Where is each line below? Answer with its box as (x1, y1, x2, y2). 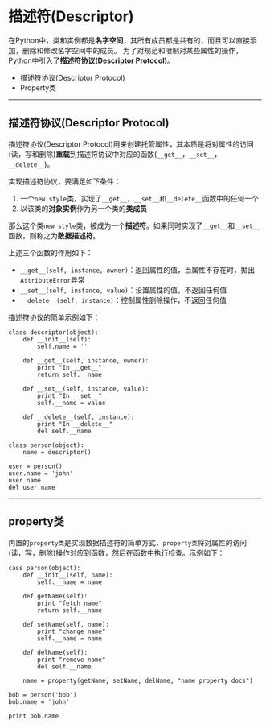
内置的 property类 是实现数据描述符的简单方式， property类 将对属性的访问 (8, 537, 247, 548)
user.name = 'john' (8, 469, 74, 478)
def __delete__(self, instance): (22, 412, 135, 421)
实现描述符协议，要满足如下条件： (8, 176, 121, 186)
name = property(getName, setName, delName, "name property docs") (22, 676, 253, 685)
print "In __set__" (37, 391, 103, 399)
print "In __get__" (37, 363, 103, 371)
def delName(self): (22, 648, 88, 656)
